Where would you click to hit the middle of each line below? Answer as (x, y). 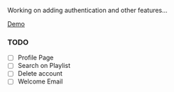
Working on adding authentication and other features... (88, 10)
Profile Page (36, 58)
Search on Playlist (44, 66)
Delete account (40, 74)
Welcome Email (40, 81)
